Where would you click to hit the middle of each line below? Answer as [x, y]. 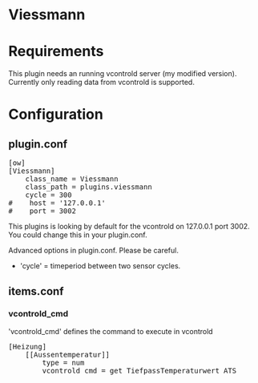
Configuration [56, 115]
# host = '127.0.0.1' [57, 203]
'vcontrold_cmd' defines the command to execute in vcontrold [111, 331]
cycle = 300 [48, 195]
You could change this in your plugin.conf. [78, 235]
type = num [63, 363]
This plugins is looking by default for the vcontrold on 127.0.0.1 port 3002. [129, 227]
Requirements [56, 52]
